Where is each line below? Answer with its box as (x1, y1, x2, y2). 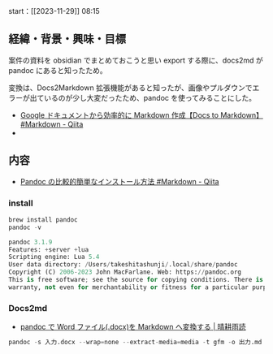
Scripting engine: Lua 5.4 (8, 253, 100, 261)
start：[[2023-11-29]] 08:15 (8, 6, 100, 15)
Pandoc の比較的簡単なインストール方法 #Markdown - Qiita (19, 176, 219, 186)
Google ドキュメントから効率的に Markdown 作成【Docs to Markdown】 (19, 110, 264, 119)
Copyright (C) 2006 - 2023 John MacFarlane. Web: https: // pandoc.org (8, 268, 242, 277)
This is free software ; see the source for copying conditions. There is (8, 276, 264, 284)
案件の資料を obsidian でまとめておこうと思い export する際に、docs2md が (8, 55, 263, 65)
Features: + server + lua (8, 245, 89, 253)
